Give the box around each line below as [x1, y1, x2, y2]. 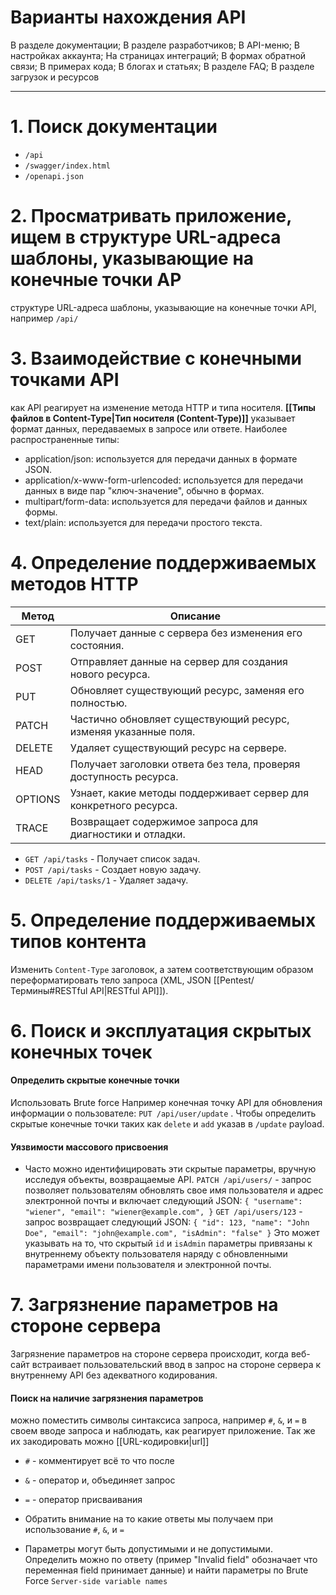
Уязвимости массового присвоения [10, 1141, 169, 1153]
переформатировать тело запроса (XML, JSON [10, 974, 212, 986]
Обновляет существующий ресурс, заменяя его [69, 683, 305, 697]
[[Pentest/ [213, 974, 255, 986]
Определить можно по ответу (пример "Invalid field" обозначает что [24, 1554, 318, 1566]
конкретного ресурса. [69, 798, 178, 812]
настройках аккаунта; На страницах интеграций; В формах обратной [10, 49, 307, 61]
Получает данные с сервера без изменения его [69, 626, 303, 640]
